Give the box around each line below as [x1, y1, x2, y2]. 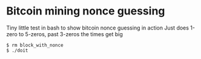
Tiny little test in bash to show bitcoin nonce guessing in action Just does [6, 24, 189, 31]
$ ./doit [6, 47, 28, 54]
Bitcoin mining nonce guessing [6, 4, 165, 18]
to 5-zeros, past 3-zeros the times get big [19, 30, 123, 37]
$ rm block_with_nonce [6, 42, 64, 48]
